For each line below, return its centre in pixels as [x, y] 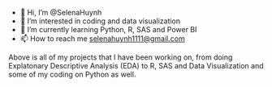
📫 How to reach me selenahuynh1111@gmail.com [102, 39]
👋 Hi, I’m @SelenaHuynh [61, 12]
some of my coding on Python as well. [72, 74]
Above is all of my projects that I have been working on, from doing [121, 57]
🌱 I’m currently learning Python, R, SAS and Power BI [108, 29]
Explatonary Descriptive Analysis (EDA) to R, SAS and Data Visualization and [136, 66]
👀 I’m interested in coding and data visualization [100, 21]
